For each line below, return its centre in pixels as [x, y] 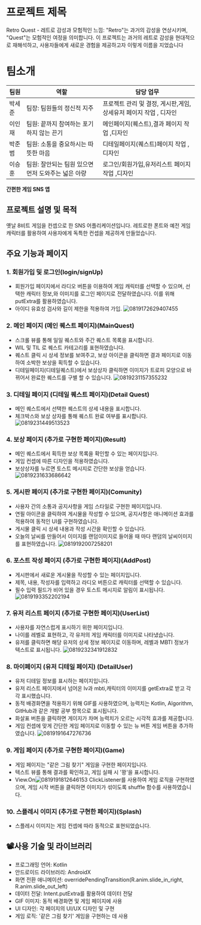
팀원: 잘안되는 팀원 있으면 [60, 164]
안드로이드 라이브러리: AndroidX [53, 872]
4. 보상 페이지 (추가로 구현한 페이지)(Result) [66, 439]
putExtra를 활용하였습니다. [46, 301]
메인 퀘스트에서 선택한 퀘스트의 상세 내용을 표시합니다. [78, 409]
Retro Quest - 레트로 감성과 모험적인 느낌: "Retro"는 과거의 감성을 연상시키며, [97, 30]
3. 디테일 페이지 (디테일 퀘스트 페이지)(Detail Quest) [78, 394]
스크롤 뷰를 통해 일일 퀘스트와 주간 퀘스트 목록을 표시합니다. [84, 340]
